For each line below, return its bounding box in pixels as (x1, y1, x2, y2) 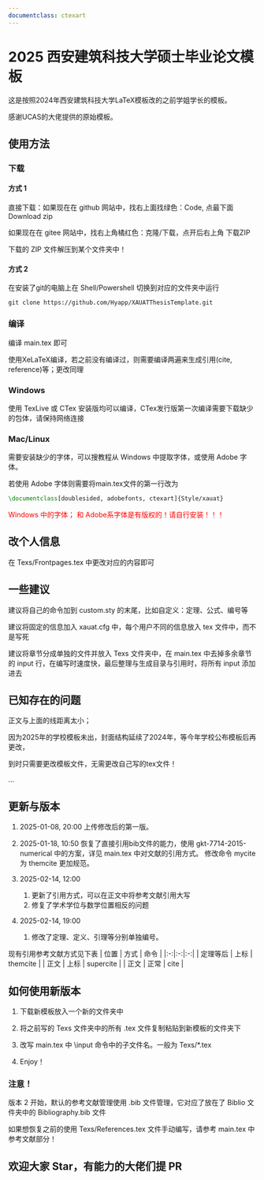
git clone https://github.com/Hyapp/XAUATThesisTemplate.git (8, 299, 214, 307)
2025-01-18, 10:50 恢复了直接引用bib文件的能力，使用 (19, 839, 195, 848)
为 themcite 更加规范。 (19, 859, 94, 868)
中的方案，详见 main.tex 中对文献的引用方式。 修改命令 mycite (54, 848, 256, 859)
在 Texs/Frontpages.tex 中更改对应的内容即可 (8, 557, 155, 567)
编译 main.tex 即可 (8, 338, 68, 347)
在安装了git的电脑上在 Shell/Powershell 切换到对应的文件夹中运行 (8, 283, 219, 292)
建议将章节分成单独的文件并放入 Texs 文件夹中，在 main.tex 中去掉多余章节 (8, 648, 252, 658)
